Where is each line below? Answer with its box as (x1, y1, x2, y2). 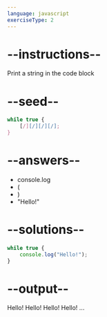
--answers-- (7, 153, 81, 168)
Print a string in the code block (7, 69, 95, 78)
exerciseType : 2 (7, 17, 54, 24)
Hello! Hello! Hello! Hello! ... (7, 304, 85, 312)
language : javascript (7, 10, 70, 17)
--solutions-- (7, 222, 85, 237)
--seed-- (7, 93, 59, 109)
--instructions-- (7, 46, 101, 62)
